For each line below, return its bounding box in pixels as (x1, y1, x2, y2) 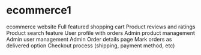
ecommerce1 (6, 4, 72, 17)
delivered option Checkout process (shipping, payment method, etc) (6, 42, 175, 49)
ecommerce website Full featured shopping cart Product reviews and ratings (6, 23, 196, 30)
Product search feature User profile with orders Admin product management (6, 29, 195, 36)
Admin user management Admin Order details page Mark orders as (6, 35, 172, 43)
